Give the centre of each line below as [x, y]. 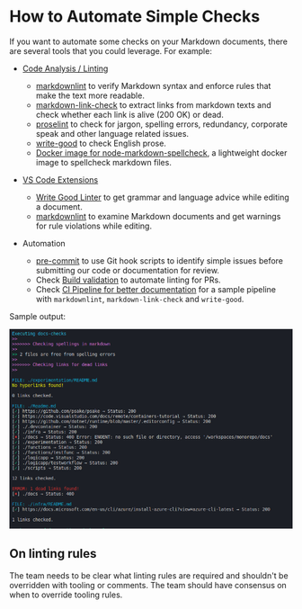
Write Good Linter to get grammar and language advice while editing [162, 197]
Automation [44, 243]
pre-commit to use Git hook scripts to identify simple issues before [160, 260]
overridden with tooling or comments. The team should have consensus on [148, 585]
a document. [59, 206]
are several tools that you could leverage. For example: [111, 50]
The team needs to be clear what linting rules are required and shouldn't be [149, 575]
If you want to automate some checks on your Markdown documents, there [148, 41]
